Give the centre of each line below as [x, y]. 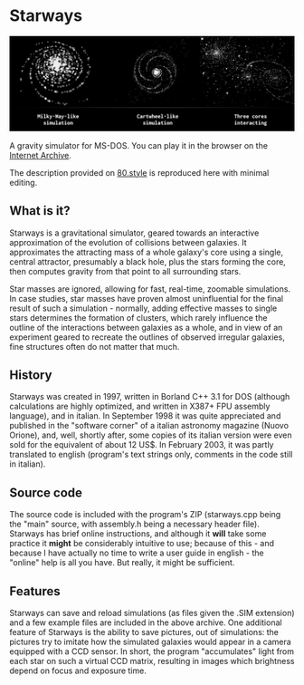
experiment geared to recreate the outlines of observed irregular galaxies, [147, 337]
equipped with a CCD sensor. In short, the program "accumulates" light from [152, 651]
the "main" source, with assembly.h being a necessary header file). [134, 524]
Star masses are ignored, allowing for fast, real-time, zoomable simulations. [150, 289]
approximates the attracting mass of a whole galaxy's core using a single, [147, 252]
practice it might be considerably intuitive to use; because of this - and [142, 544]
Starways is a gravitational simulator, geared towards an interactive [134, 233]
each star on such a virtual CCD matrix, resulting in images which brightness [152, 661]
